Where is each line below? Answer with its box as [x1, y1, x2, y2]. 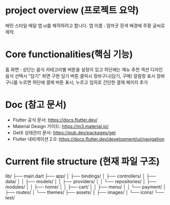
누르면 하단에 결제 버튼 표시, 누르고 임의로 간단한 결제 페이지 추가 [18, 79, 148, 85]
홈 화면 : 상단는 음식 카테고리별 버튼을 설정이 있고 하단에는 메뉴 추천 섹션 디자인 [5, 66, 163, 72]
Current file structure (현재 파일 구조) [5, 156, 160, 167]
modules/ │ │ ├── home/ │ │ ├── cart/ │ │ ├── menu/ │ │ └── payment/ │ [5, 184, 166, 190]
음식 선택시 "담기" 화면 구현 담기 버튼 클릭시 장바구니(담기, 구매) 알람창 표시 [5, 72, 156, 79]
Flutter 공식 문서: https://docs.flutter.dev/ [12, 117, 98, 123]
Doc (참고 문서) [5, 99, 67, 111]
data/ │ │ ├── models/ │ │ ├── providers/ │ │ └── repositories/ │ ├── [5, 178, 157, 184]
